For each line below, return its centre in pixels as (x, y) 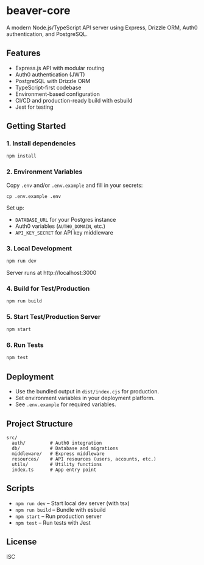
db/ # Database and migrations (65, 448)
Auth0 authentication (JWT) (50, 75)
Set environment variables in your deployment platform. (85, 398)
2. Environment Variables (44, 172)
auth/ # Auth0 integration (57, 443)
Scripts (20, 488)
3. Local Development (39, 248)
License (22, 542)
